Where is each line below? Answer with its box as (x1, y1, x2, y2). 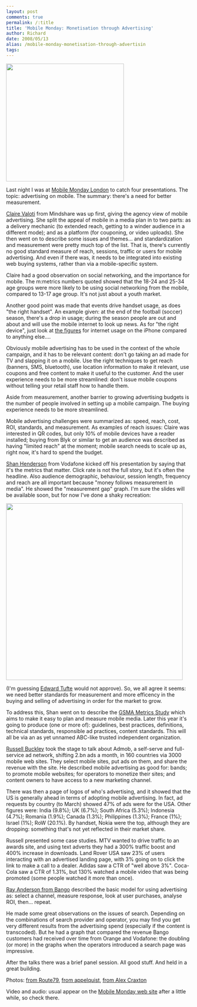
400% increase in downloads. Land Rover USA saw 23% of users (6, 849, 165, 856)
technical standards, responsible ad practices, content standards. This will (6, 727, 186, 734)
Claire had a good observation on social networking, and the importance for (6, 272, 190, 279)
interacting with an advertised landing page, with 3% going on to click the (6, 856, 185, 863)
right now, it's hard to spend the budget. (6, 448, 103, 455)
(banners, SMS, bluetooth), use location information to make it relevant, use (6, 363, 189, 370)
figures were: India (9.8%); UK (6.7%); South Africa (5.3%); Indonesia (6, 807, 175, 814)
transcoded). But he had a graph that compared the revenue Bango (6, 929, 169, 936)
